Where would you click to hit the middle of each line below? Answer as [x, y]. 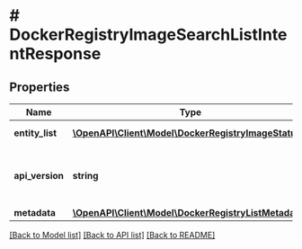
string [85, 176]
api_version [39, 176]
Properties [40, 87]
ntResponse [55, 54]
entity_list [35, 133]
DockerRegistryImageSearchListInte [148, 35]
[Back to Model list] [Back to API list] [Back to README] [112, 235]
